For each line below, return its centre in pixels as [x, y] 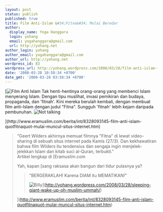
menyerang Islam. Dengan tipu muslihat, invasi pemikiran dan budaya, [75, 96]
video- [137, 136]
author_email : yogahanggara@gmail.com [44, 55]
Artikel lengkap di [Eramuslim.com [51, 157]
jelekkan [25, 151]
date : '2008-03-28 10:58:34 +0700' [41, 73]
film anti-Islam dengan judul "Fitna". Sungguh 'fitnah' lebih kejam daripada [79, 106]
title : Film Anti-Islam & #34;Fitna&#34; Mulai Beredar [62, 23]
